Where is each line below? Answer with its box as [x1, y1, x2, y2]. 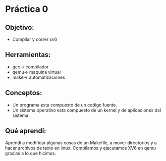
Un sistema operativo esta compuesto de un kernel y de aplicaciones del [12, 107, 161, 113]
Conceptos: [5, 89, 42, 97]
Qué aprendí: [5, 127, 46, 135]
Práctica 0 [5, 3, 49, 15]
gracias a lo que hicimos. [5, 150, 56, 157]
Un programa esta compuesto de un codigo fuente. [12, 102, 117, 107]
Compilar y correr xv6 [12, 36, 57, 42]
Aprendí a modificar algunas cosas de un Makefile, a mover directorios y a [5, 140, 157, 146]
